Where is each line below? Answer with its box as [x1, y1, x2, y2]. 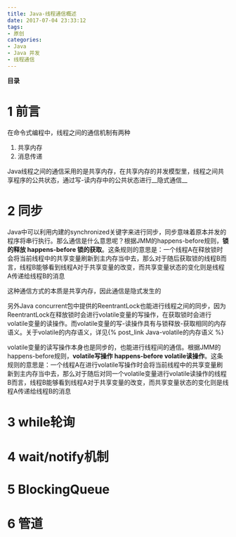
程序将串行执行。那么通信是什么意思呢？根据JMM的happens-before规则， [7, 236, 223, 245]
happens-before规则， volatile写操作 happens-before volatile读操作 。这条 [7, 351, 223, 360]
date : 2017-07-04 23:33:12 [7, 17, 86, 24]
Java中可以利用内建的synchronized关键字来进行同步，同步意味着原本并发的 [7, 227, 227, 236]
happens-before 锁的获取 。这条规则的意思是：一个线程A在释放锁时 [27, 245, 223, 253]
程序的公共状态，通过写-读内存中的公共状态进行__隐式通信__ [13, 175, 188, 184]
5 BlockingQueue [7, 481, 110, 498]
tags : [7, 23, 23, 30]
